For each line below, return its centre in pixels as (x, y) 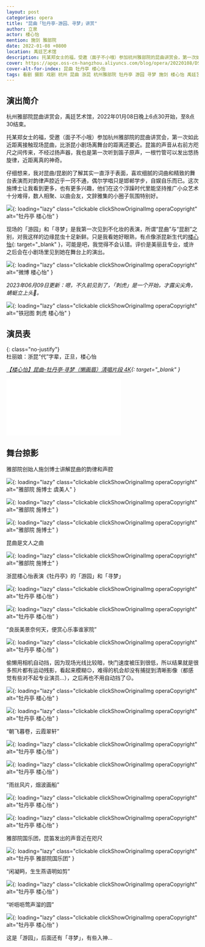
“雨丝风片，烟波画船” (33, 785)
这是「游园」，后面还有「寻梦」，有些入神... (59, 937)
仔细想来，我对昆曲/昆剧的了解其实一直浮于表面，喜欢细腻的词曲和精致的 (98, 173)
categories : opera (30, 18)
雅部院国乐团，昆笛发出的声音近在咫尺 (54, 838)
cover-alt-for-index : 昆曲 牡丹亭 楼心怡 (56, 69)
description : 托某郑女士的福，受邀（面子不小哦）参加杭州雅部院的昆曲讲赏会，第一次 (101, 57)
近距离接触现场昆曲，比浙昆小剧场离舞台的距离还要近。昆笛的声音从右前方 (100, 145)
